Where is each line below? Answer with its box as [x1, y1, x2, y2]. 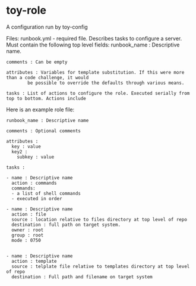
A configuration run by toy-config [6, 23, 88, 30]
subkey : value [17, 154, 55, 160]
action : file [11, 211, 46, 217]
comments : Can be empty [6, 59, 68, 65]
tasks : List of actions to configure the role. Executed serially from [6, 90, 190, 96]
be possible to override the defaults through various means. [27, 80, 185, 86]
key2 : [11, 148, 28, 155]
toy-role [6, 4, 46, 17]
